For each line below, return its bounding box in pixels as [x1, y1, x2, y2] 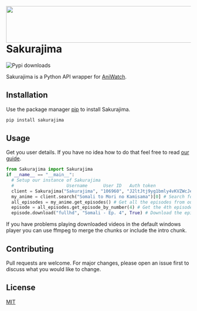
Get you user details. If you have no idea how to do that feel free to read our [6, 149, 189, 156]
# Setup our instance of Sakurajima [11, 177, 101, 183]
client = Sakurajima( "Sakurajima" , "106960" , [11, 188, 125, 194]
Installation [6, 90, 48, 100]
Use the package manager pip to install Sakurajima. [6, 106, 131, 113]
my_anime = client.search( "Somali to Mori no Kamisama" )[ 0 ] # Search [11, 194, 185, 200]
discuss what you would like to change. [6, 265, 101, 272]
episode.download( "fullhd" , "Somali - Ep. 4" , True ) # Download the [11, 210, 182, 216]
